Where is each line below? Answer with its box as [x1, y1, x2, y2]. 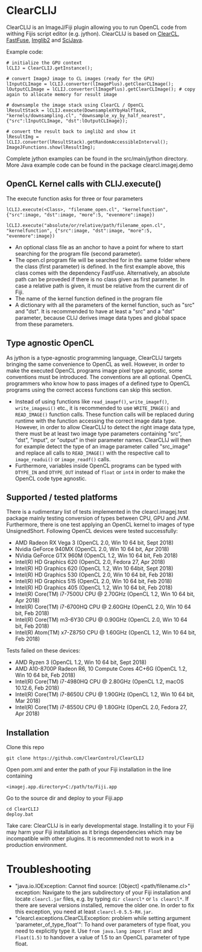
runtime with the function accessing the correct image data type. [14, 417, 177, 424]
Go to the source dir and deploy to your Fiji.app [6, 794, 124, 802]
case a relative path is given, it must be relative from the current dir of [14, 282, 189, 289]
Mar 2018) [14, 697, 41, 704]
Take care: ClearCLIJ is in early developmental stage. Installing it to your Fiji [6, 822, 194, 829]
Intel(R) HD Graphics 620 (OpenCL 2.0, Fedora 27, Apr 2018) [14, 558, 165, 566]
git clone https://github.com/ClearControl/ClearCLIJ [6, 755, 145, 761]
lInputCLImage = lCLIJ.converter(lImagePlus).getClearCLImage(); [6, 81, 174, 87]
